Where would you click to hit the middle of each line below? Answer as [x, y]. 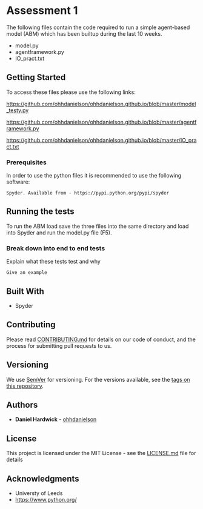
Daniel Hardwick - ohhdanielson [56, 419]
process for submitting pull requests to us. [59, 345]
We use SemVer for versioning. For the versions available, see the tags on [98, 379]
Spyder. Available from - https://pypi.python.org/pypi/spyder [88, 193]
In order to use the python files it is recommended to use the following [94, 176]
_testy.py [18, 110]
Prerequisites [26, 162]
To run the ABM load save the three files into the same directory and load [98, 226]
